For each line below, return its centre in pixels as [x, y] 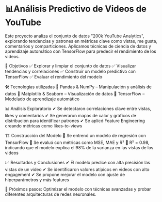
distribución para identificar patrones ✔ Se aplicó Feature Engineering [75, 121]
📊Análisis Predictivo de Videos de [76, 9]
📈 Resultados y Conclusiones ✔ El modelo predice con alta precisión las [78, 162]
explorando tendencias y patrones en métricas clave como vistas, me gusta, [81, 41]
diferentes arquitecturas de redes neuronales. [51, 194]
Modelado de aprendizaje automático [42, 99]
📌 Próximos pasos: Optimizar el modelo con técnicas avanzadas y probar [78, 189]
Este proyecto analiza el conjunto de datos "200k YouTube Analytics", [75, 36]
